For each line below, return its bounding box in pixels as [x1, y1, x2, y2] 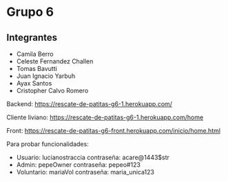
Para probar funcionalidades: [6, 140, 89, 148]
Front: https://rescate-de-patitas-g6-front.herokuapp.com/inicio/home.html [6, 127, 221, 134]
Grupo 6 [6, 4, 54, 20]
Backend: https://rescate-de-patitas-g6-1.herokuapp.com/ [6, 100, 173, 108]
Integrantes [6, 32, 58, 43]
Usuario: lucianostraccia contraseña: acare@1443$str [16, 153, 170, 161]
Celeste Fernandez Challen [16, 57, 94, 65]
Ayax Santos [16, 79, 52, 87]
